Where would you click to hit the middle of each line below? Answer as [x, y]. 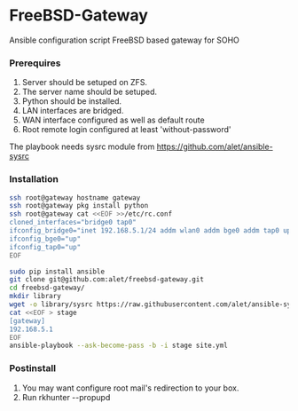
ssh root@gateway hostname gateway [75, 198]
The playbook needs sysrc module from [82, 146]
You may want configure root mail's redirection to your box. [130, 388]
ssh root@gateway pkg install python [79, 206]
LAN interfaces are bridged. [73, 111]
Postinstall [32, 368]
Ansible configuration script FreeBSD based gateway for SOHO [124, 40]
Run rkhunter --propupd [66, 397]
